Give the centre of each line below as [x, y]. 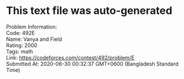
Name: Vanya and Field [34, 39]
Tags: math [20, 51]
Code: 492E [21, 33]
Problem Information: [32, 27]
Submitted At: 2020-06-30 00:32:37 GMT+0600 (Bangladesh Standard [92, 64]
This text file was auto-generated [89, 11]
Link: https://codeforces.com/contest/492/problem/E [70, 58]
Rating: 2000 [22, 45]
